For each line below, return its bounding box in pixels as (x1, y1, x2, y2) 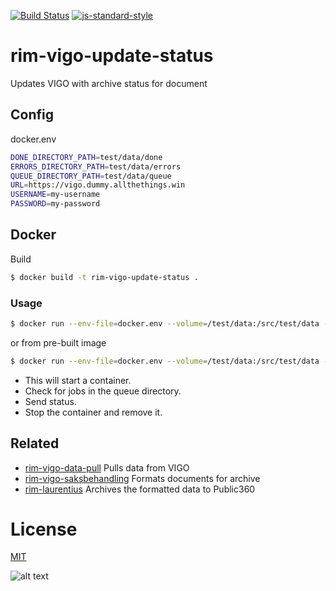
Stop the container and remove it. (24, 406, 163, 418)
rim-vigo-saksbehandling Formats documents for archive (24, 472, 261, 484)
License (10, 518, 78, 540)
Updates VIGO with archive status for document (10, 77, 208, 89)
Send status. (24, 395, 77, 407)
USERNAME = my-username (10, 190, 101, 200)
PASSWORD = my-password (10, 199, 101, 209)
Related (10, 435, 60, 452)
